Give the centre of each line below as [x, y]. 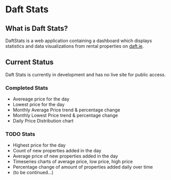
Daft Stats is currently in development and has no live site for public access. [85, 74]
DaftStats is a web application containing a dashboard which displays [79, 41]
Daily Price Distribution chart [43, 121]
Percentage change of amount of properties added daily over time [83, 167]
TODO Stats [20, 134]
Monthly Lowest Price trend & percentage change [65, 115]
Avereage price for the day [41, 99]
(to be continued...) [33, 172]
